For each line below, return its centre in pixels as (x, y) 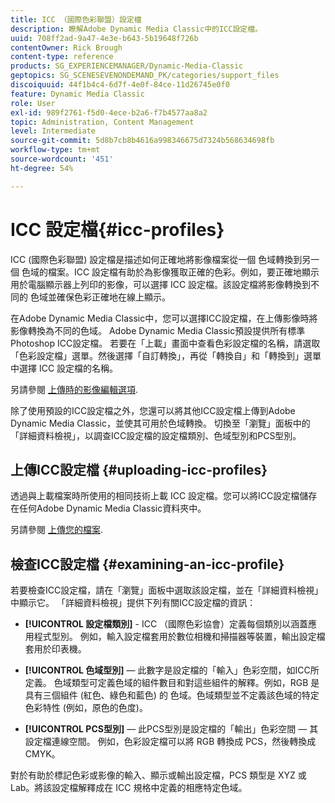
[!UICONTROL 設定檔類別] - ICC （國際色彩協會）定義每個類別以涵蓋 (166, 624)
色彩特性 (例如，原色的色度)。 (86, 708)
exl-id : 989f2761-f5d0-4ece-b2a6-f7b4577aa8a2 (109, 112)
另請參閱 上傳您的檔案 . (56, 530)
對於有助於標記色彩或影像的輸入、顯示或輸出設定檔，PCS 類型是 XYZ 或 (158, 775)
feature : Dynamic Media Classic (77, 94)
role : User (33, 103)
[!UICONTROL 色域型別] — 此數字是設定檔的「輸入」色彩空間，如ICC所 (172, 670)
